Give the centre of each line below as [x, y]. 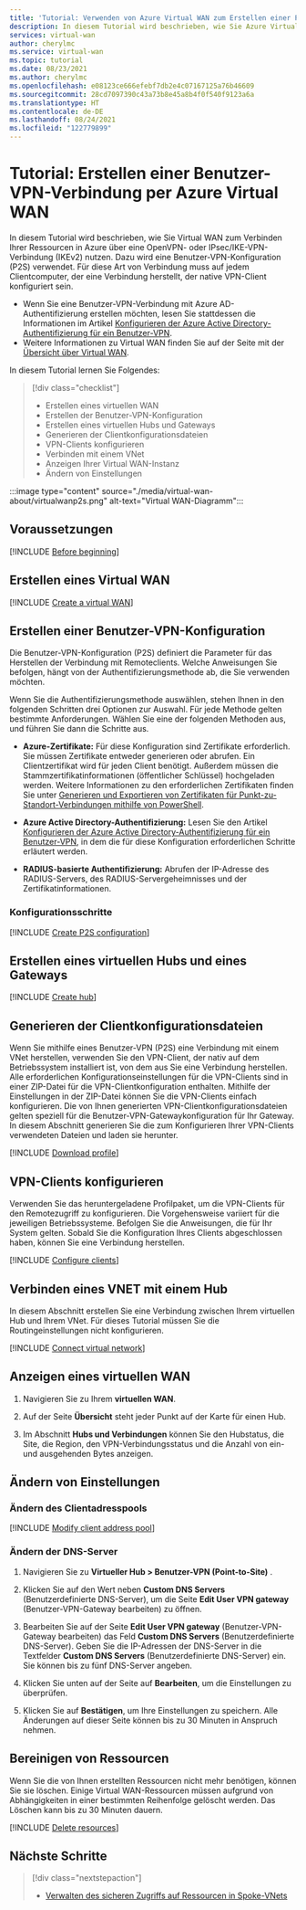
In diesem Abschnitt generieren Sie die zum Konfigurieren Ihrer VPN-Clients [152, 1125]
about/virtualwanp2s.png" [58, 501]
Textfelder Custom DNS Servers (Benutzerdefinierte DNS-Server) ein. [154, 1655]
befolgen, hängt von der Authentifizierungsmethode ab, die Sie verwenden [149, 672]
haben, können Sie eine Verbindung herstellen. [97, 1242]
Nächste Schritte [58, 1856]
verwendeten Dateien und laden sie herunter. [94, 1135]
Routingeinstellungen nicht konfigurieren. [87, 1330]
